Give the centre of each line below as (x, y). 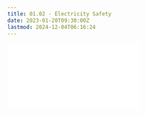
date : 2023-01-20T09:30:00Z (49, 20)
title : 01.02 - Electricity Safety (59, 14)
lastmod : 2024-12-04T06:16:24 (52, 27)
